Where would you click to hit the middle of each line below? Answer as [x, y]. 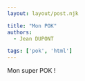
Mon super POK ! [31, 71]
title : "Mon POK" [32, 26]
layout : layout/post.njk [43, 13]
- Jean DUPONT [34, 38]
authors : [20, 32]
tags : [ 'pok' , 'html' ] [40, 51]
